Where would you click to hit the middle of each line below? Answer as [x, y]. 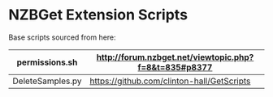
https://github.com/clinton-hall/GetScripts [170, 81]
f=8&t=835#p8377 [175, 67]
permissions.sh [47, 62]
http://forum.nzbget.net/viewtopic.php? [175, 57]
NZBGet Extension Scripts [98, 15]
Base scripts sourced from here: [62, 37]
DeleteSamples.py [47, 81]
